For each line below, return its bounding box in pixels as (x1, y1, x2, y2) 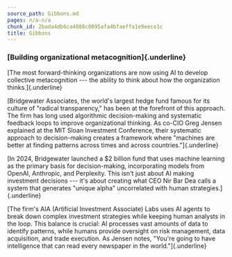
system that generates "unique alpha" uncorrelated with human (7, 183, 189, 192)
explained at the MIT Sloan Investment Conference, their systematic (7, 126, 201, 134)
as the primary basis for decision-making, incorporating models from (7, 161, 205, 170)
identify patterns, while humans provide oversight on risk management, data (7, 226, 226, 235)
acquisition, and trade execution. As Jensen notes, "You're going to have (7, 234, 216, 242)
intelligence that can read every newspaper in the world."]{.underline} (7, 241, 207, 250)
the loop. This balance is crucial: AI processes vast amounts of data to (7, 219, 208, 228)
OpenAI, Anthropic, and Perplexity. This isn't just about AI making (7, 169, 194, 177)
